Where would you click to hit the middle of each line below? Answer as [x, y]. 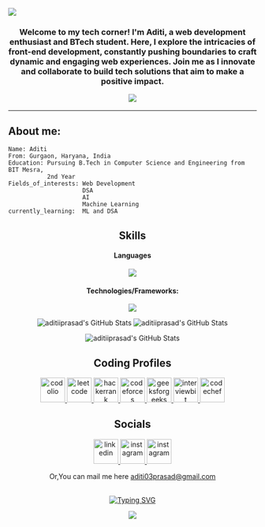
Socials [132, 424]
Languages [132, 255]
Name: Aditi [28, 150]
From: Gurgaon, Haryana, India [60, 156]
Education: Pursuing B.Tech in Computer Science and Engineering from [127, 163]
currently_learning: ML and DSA [63, 212]
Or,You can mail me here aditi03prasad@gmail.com [132, 476]
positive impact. [132, 81]
